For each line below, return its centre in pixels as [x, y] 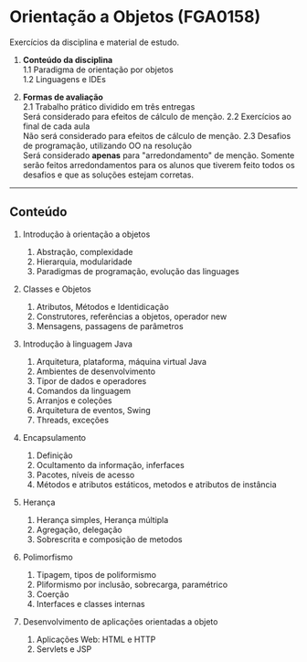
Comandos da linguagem [84, 390]
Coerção [53, 594]
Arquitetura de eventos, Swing [93, 410]
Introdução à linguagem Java [77, 344]
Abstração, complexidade [85, 251]
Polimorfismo [48, 557]
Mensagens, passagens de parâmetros [110, 326]
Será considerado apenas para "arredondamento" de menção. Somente [159, 155]
